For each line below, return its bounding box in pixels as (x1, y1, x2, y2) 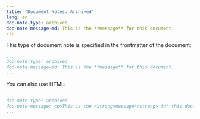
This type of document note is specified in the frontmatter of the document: (6, 42, 192, 49)
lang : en (6, 14, 28, 20)
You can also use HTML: (6, 80, 67, 87)
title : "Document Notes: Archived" (6, 8, 95, 15)
